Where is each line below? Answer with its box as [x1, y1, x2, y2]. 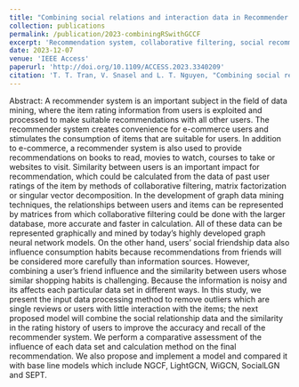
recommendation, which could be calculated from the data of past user [9, 171, 270, 181]
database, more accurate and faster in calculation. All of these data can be [9, 218, 283, 229]
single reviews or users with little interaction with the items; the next [9, 303, 259, 314]
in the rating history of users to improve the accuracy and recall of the [9, 322, 266, 333]
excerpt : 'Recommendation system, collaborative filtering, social [9, 37, 265, 47]
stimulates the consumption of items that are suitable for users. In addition [9, 133, 282, 143]
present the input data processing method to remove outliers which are [9, 294, 270, 304]
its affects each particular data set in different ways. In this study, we [9, 284, 262, 294]
